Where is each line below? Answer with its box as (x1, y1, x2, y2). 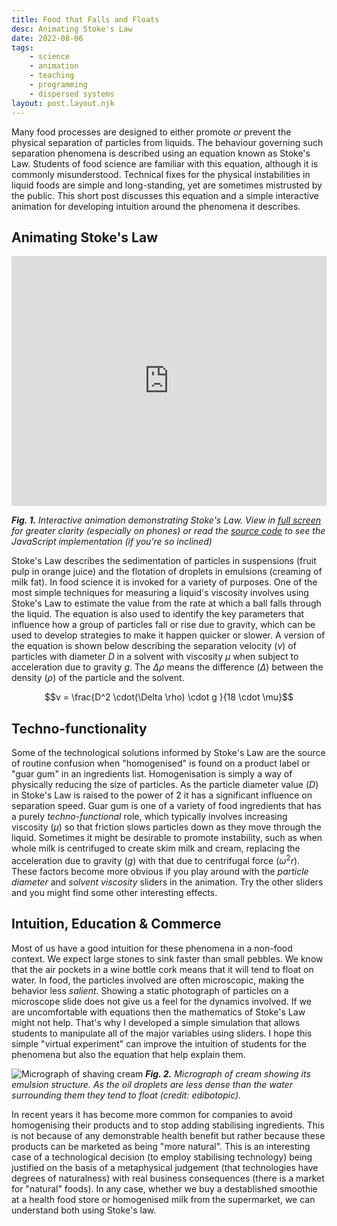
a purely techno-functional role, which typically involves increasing (11, 811, 288, 823)
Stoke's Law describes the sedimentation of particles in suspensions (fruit (11, 555, 317, 567)
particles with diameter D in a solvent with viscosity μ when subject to (11, 651, 299, 663)
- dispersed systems (29, 89, 115, 99)
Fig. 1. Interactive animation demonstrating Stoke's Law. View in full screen (11, 514, 322, 526)
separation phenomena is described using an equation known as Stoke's (11, 147, 311, 159)
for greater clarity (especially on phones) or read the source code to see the (11, 525, 326, 537)
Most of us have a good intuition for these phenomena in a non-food (11, 942, 293, 954)
